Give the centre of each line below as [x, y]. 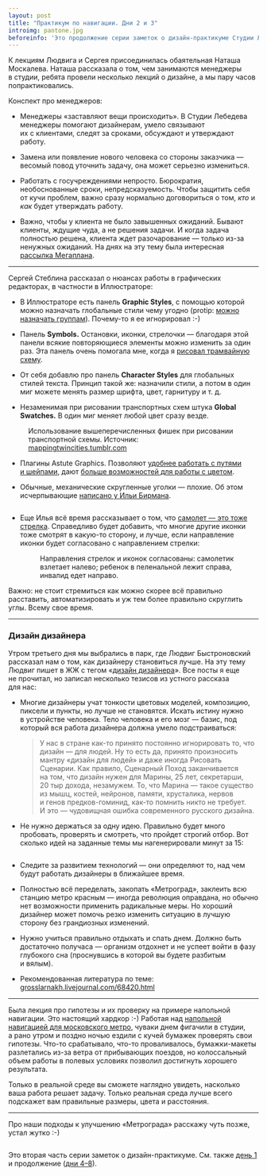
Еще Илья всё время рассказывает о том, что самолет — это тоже [133, 518]
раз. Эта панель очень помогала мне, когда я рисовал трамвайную [135, 351]
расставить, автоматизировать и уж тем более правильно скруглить [126, 600]
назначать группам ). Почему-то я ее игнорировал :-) [110, 319]
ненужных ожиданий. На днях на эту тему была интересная [122, 247]
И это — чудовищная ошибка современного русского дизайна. [147, 810]
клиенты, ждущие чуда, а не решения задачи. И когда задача [124, 230]
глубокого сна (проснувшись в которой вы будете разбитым [123, 954]
